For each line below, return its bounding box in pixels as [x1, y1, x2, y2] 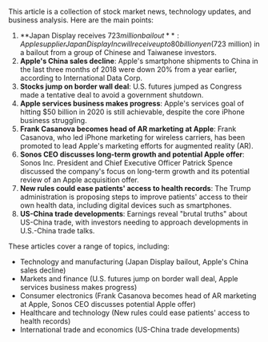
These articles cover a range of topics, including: [8, 241, 170, 251]
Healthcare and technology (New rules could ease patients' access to [19, 308, 250, 317]
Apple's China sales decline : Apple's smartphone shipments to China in [19, 56, 258, 66]
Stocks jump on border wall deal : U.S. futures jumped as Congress [19, 82, 242, 91]
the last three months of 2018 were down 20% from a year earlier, [19, 65, 238, 74]
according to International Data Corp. [19, 74, 142, 82]
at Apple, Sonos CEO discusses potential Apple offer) [19, 300, 196, 308]
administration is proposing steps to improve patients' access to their [19, 192, 248, 201]
